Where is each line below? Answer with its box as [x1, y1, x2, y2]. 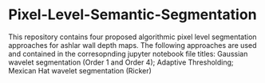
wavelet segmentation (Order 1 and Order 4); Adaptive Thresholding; [8, 57, 234, 67]
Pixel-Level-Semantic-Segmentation [8, 6, 257, 24]
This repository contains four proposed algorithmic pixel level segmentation [8, 32, 257, 41]
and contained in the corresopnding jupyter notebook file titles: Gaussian [8, 49, 248, 58]
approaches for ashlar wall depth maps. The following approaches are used [8, 40, 257, 49]
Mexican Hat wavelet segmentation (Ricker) [8, 65, 152, 75]
